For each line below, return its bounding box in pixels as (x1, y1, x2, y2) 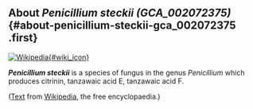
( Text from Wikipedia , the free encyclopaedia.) (8, 91, 161, 101)
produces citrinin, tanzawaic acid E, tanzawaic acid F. (8, 76, 185, 86)
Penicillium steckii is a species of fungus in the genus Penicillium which (8, 68, 245, 77)
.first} (8, 31, 38, 45)
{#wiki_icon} (48, 52, 90, 62)
